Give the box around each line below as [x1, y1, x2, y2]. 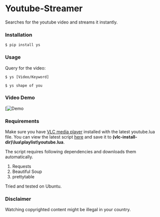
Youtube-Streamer [5, 3, 83, 14]
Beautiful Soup [12, 169, 43, 174]
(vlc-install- [112, 134, 137, 140]
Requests [12, 164, 31, 169]
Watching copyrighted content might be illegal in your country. [5, 207, 131, 213]
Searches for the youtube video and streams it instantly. [5, 19, 118, 25]
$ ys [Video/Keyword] [5, 74, 49, 79]
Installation [5, 31, 33, 38]
